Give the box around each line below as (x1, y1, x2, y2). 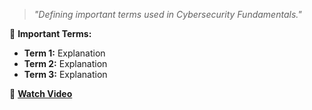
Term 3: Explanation (23, 69, 108, 80)
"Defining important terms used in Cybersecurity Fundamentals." (33, 9, 302, 20)
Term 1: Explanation (23, 47, 106, 59)
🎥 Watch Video (9, 88, 73, 99)
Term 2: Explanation (23, 58, 108, 69)
